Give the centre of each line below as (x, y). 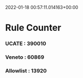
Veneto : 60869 (25, 57)
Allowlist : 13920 (26, 70)
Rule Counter (33, 28)
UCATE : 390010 (26, 44)
